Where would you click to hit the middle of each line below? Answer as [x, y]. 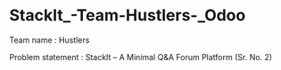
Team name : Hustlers [50, 40]
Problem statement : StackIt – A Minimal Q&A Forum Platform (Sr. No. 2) [141, 57]
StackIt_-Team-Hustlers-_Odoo [128, 16]
